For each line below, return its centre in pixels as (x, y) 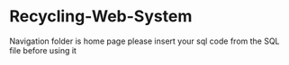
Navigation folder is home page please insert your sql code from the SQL (145, 41)
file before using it (43, 50)
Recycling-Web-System (101, 16)
